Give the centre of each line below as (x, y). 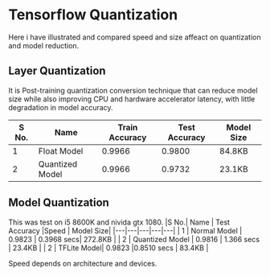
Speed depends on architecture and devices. (83, 263)
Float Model (61, 150)
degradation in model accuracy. (61, 107)
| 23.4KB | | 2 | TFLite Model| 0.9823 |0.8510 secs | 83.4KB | (108, 248)
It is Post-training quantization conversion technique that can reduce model (133, 90)
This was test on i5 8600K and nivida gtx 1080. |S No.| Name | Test (119, 222)
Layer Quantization (57, 71)
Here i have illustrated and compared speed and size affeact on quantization (135, 37)
